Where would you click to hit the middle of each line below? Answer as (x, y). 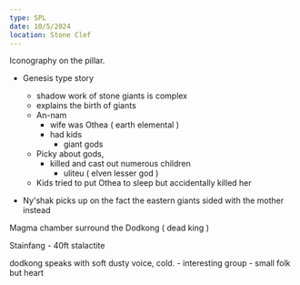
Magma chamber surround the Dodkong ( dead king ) (109, 228)
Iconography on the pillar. (57, 61)
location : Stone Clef (50, 35)
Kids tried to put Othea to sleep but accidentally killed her (144, 183)
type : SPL (28, 18)
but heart (26, 273)
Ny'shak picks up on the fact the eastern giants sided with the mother (153, 200)
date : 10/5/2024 (40, 26)
